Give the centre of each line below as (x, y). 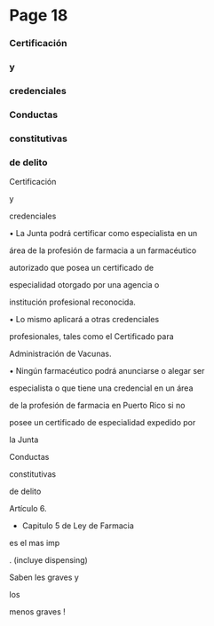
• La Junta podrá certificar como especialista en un (103, 234)
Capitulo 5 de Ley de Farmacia (78, 526)
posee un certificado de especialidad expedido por (103, 423)
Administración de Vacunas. (60, 354)
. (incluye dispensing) (49, 560)
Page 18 (39, 16)
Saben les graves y (44, 577)
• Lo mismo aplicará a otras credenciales (84, 320)
